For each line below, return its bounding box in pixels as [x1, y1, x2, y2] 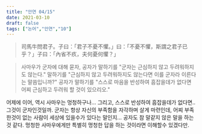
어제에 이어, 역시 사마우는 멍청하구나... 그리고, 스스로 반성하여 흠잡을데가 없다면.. [6, 99, 196, 106]
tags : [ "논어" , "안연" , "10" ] [6, 25, 72, 32]
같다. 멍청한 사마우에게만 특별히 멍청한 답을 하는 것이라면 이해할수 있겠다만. [12, 121, 190, 129]
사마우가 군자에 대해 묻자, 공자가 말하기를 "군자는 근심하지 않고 [21, 63, 169, 71]
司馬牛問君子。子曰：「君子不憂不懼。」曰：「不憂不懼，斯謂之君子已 [21, 43, 188, 50]
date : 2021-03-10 [6, 14, 50, 21]
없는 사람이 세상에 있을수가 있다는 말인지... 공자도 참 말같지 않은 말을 [22, 114, 183, 121]
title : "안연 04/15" [6, 8, 55, 15]
